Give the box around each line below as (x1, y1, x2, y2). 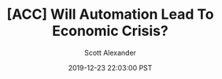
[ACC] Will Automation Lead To (6, 5, 214, 23)
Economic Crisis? (52, 22, 168, 40)
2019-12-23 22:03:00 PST (68, 63, 153, 72)
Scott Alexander (83, 48, 137, 57)
